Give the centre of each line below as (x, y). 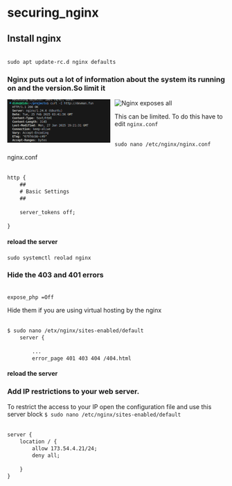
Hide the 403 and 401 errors (55, 275)
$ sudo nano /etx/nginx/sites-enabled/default (75, 331)
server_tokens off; (48, 213)
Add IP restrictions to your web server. (73, 392)
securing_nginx (53, 13)
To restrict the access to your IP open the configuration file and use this (109, 406)
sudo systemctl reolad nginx (49, 258)
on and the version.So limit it (56, 88)
